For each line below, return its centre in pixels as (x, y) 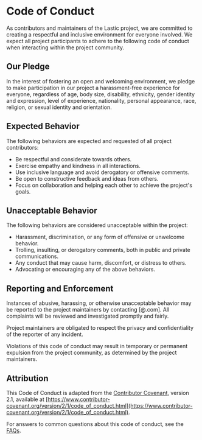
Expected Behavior (43, 126)
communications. (37, 256)
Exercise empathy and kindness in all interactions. (78, 166)
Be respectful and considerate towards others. (73, 159)
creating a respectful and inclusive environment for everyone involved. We (99, 34)
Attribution (27, 378)
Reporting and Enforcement (60, 288)
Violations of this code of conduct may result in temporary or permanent (97, 346)
